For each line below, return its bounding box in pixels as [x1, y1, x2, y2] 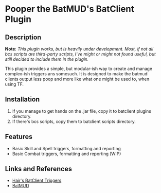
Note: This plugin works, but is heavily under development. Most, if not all [5, 46, 154, 52]
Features [5, 133, 33, 141]
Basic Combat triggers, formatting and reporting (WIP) [12, 151, 121, 157]
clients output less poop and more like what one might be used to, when [5, 76, 150, 82]
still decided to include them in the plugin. [5, 56, 89, 62]
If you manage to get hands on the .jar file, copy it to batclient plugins [12, 108, 152, 114]
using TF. [5, 81, 24, 87]
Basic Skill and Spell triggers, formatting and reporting [12, 145, 121, 151]
